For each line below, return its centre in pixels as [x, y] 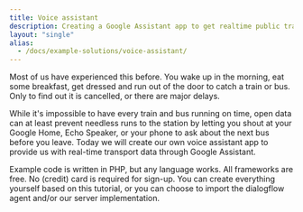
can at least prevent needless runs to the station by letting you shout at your [151, 124]
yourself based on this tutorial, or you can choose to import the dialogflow [147, 189]
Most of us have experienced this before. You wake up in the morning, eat [147, 77]
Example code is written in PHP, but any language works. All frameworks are [151, 170]
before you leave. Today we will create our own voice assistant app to [139, 143]
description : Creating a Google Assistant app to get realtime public [145, 26]
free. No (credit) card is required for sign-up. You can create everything [142, 179]
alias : [22, 43]
